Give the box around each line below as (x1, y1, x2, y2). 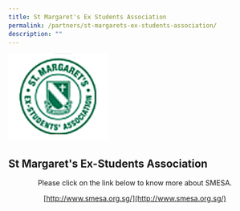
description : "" (8, 30, 63, 38)
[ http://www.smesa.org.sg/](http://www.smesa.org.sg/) (43, 193, 226, 204)
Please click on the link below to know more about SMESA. (37, 178, 233, 188)
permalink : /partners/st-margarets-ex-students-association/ (8, 21, 218, 30)
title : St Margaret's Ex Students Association (8, 13, 167, 21)
